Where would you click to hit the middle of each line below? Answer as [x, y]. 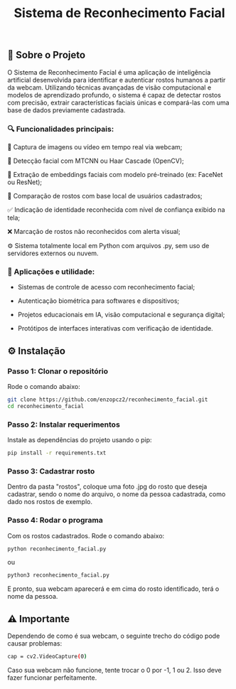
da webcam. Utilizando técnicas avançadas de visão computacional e [109, 87]
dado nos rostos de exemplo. [50, 502]
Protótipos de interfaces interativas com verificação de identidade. [115, 329]
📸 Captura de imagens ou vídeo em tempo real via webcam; [95, 147]
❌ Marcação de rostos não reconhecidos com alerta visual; [94, 232]
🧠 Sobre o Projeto [47, 55]
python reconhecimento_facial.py [57, 549]
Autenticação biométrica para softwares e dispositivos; [98, 301]
